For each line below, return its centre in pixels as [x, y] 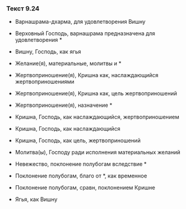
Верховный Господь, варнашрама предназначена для [85, 33]
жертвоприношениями [45, 82]
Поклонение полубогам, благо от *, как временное [81, 176]
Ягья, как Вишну [36, 199]
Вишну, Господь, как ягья [48, 52]
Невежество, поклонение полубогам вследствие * [81, 164]
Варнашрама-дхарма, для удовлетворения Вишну [80, 22]
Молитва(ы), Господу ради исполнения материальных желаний [98, 152]
